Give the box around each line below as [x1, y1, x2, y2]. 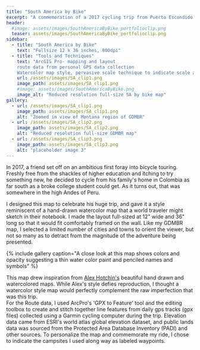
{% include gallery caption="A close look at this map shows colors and [6, 249, 180, 257]
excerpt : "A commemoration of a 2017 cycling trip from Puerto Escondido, [6, 14, 196, 20]
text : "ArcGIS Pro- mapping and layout [17, 58, 116, 64]
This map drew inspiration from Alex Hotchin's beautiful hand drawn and [6, 274, 185, 281]
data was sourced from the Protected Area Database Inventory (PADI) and [6, 324, 187, 332]
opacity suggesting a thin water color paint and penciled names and [6, 256, 173, 263]
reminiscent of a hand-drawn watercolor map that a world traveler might [6, 207, 183, 214]
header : [6, 20, 26, 26]
